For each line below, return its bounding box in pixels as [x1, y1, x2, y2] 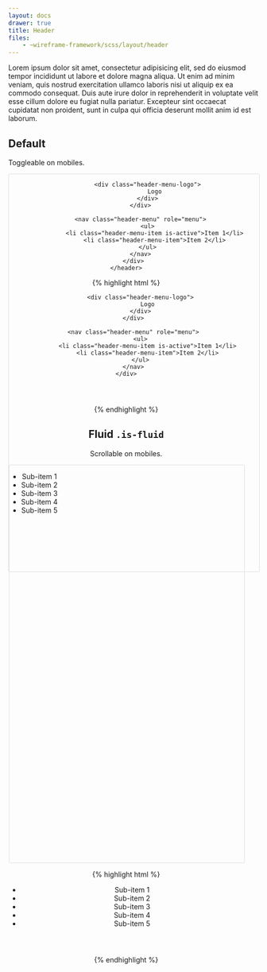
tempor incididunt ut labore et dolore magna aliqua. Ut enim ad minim [8, 72, 235, 81]
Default [8, 137, 46, 150]
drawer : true [8, 19, 52, 27]
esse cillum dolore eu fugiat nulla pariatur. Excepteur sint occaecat [8, 97, 226, 106]
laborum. [8, 114, 38, 123]
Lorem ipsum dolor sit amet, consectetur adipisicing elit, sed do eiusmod [8, 63, 246, 72]
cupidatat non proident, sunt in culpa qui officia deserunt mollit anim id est [8, 105, 252, 115]
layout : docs [8, 11, 52, 20]
